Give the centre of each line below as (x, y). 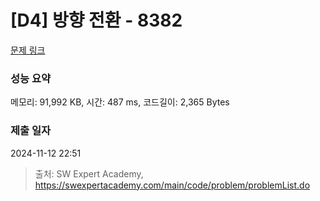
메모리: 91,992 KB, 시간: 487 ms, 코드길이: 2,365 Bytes (120, 102)
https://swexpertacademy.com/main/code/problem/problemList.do (172, 185)
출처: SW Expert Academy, (89, 173)
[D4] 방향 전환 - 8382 (96, 20)
